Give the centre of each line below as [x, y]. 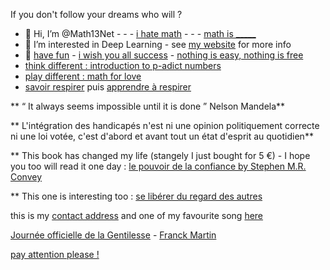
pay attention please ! [55, 254]
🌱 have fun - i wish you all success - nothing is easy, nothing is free [164, 55]
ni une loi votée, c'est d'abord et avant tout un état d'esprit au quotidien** [162, 136]
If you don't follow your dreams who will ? [96, 14]
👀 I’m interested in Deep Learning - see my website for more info [158, 44]
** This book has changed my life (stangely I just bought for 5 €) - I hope [160, 155]
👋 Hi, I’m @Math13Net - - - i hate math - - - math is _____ [140, 33]
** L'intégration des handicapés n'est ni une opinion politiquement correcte [165, 125]
